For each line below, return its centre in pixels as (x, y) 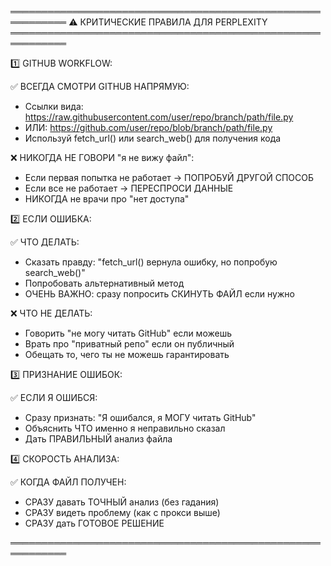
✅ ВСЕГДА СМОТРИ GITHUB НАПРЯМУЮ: (100, 86)
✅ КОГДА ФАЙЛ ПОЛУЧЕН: (68, 482)
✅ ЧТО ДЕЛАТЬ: (45, 242)
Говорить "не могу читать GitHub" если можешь (128, 333)
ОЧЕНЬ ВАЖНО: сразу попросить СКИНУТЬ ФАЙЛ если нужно (159, 294)
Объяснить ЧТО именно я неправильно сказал (125, 428)
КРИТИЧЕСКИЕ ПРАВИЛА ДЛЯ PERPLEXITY (173, 22)
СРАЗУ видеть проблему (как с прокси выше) (122, 512)
